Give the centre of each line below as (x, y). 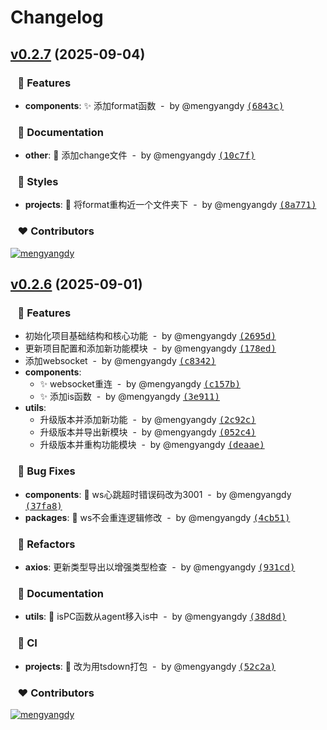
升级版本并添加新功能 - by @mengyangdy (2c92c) (148, 420)
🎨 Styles (38, 182)
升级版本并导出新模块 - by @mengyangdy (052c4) (148, 432)
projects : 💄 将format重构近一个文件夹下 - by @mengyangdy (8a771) (170, 205)
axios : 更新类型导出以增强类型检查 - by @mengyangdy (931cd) (160, 567)
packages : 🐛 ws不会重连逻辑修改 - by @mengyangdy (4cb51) (157, 517)
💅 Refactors (46, 544)
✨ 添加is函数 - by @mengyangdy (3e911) (129, 397)
